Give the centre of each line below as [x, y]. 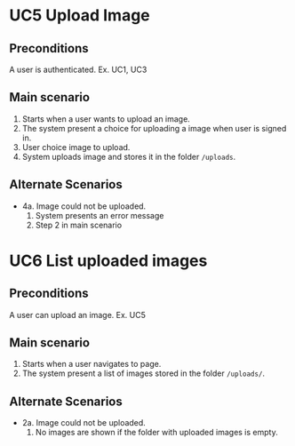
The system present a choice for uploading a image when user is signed [154, 128]
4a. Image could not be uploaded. [84, 206]
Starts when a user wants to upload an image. [106, 119]
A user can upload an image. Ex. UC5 [78, 315]
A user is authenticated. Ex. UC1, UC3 [78, 69]
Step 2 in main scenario [79, 225]
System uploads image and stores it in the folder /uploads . [129, 156]
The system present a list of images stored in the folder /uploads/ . [143, 373]
